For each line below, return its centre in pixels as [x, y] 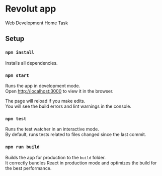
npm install [20, 53]
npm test [16, 119]
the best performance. [28, 168]
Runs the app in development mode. [43, 85]
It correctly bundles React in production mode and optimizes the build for [81, 163]
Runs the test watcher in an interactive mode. [52, 129]
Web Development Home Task [37, 23]
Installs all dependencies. [31, 63]
